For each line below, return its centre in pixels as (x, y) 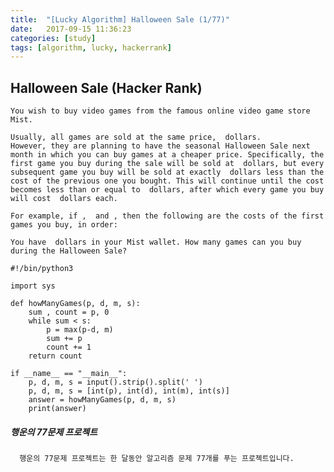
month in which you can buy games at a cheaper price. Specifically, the (167, 155)
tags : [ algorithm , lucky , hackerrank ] (91, 47)
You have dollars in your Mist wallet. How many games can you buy (156, 242)
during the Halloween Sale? (69, 251)
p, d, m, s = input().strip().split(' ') (115, 382)
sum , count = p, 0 (69, 312)
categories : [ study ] (53, 38)
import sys (33, 286)
